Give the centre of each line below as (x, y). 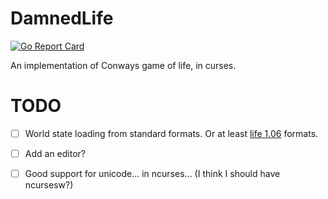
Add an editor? (55, 153)
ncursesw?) (49, 185)
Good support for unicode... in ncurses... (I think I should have (152, 173)
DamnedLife (62, 18)
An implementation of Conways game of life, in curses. (123, 65)
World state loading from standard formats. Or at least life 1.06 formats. (171, 133)
